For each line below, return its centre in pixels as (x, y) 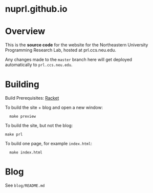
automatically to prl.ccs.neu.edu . (39, 65)
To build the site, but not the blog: (39, 126)
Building (22, 85)
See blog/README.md (25, 185)
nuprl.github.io (36, 9)
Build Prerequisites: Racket (32, 98)
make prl (14, 135)
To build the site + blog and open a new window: (54, 107)
